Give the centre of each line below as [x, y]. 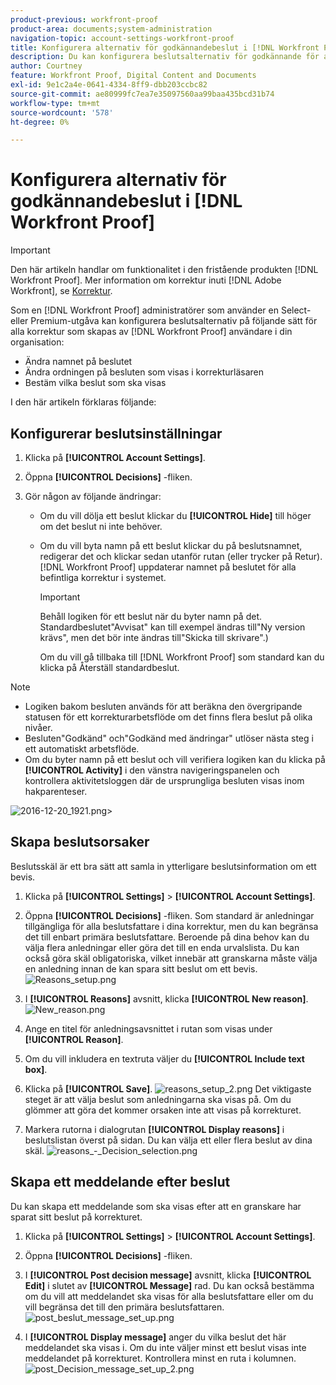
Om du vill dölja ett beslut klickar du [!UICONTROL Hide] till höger [175, 515]
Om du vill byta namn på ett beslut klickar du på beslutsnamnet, [171, 545]
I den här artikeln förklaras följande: [83, 402]
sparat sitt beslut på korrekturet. [76, 1217]
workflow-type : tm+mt [55, 103]
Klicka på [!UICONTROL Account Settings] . [115, 457]
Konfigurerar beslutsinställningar [116, 433]
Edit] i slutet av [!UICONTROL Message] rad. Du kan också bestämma [169, 1285]
